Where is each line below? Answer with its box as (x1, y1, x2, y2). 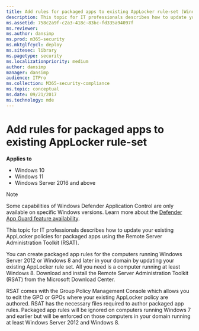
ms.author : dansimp (6, 31, 54, 37)
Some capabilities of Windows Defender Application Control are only (6, 202, 174, 209)
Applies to (6, 155, 32, 162)
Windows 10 (14, 166, 45, 174)
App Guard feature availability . (6, 215, 80, 222)
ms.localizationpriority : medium (6, 58, 89, 64)
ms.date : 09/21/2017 (6, 92, 57, 97)
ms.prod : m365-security (6, 36, 65, 42)
